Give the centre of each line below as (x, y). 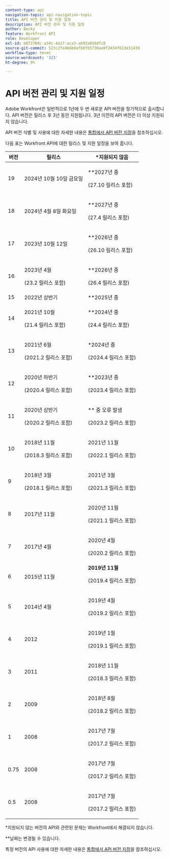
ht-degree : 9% (20, 62)
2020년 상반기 (41, 410)
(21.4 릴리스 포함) (45, 325)
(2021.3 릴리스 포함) (112, 488)
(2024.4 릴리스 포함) (112, 357)
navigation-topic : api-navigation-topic (49, 15)
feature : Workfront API (31, 34)
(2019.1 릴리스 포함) (112, 646)
